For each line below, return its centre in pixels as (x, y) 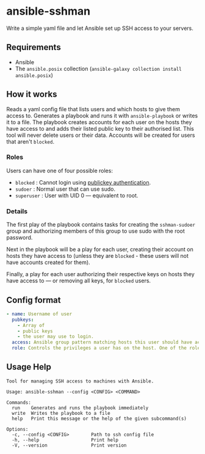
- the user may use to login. (56, 337)
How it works (32, 94)
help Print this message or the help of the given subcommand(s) (99, 419)
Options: (17, 429)
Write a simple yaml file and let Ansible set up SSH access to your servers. (100, 28)
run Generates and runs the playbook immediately (80, 408)
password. (20, 238)
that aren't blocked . (31, 141)
